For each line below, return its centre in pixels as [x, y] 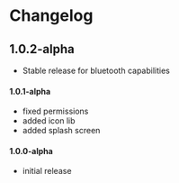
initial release [47, 171]
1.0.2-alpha [42, 49]
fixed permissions [55, 111]
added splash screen [61, 131]
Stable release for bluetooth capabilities [96, 70]
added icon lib [49, 121]
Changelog [51, 16]
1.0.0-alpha [31, 151]
